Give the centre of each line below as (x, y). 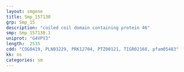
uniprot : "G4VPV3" (28, 38)
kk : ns (14, 55)
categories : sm (25, 60)
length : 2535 (23, 44)
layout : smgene (25, 11)
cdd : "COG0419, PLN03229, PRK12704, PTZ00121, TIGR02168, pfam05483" (93, 49)
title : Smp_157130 (28, 17)
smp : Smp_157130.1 (28, 33)
